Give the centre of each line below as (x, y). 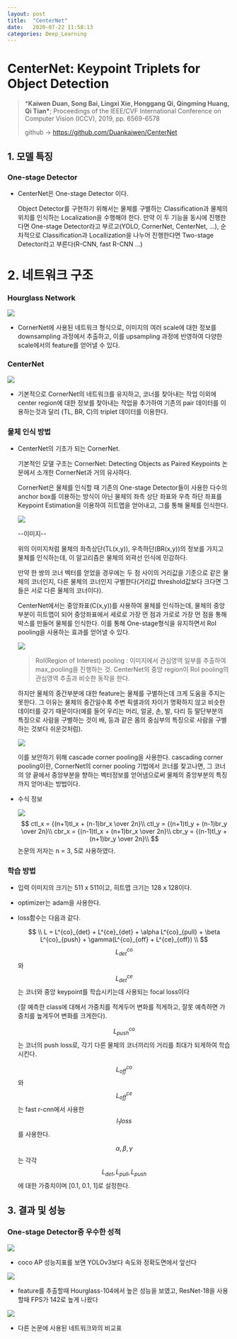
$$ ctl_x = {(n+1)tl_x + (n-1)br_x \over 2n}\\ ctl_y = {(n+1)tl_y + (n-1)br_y (124, 823)
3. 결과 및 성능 (36, 1210)
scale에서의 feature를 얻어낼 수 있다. (69, 346)
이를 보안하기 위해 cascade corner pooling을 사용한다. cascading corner (120, 757)
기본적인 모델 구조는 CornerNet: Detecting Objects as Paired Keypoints (119, 463)
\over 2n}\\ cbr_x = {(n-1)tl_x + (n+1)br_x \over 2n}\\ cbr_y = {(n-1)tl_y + (124, 831)
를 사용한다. (34, 1134)
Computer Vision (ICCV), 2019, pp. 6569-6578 (92, 119)
